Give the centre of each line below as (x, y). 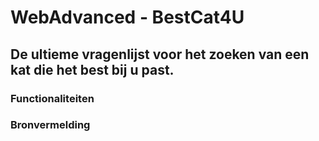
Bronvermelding (50, 125)
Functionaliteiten (52, 98)
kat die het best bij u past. (92, 69)
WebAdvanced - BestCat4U (127, 17)
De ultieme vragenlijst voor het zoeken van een (160, 54)
